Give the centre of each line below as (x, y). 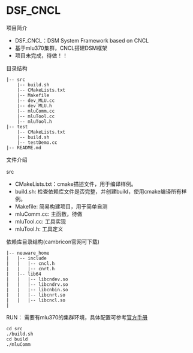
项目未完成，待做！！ (41, 55)
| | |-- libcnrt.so (36, 295)
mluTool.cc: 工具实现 (40, 221)
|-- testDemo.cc (37, 142)
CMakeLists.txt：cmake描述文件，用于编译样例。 (76, 184)
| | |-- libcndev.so (37, 279)
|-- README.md (24, 147)
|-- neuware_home (28, 253)
